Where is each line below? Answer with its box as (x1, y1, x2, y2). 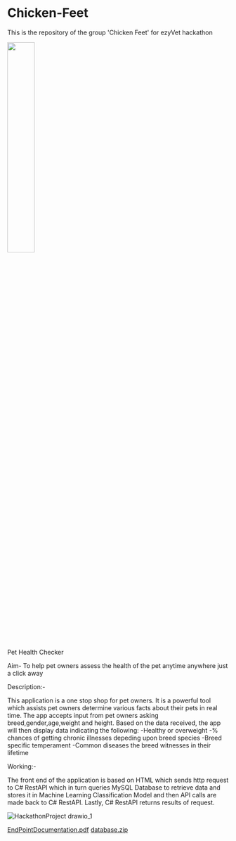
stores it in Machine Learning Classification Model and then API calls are (7, 790, 217, 799)
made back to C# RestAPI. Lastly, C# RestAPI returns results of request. (7, 798, 215, 807)
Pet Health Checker (7, 648, 64, 656)
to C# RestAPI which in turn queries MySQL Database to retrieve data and (7, 783, 221, 792)
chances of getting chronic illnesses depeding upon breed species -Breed (7, 733, 223, 742)
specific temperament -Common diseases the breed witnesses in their (7, 740, 211, 750)
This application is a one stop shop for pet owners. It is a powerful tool (7, 696, 211, 705)
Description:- (7, 682, 46, 691)
